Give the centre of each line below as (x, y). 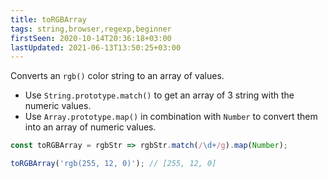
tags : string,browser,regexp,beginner (91, 29)
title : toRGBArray (48, 19)
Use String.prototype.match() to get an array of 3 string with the (159, 95)
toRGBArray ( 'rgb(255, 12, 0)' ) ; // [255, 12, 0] (113, 164)
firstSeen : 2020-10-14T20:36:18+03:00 (91, 38)
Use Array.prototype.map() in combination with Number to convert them (171, 117)
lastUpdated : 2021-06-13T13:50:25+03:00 (96, 47)
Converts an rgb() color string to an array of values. (117, 76)
